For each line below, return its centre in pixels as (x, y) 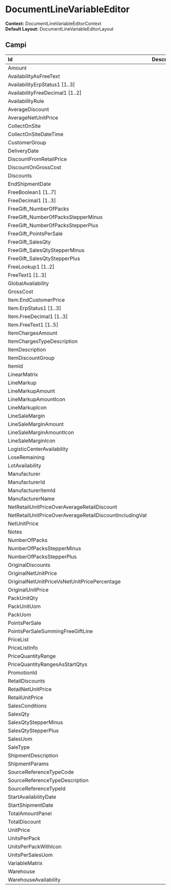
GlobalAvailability (28, 283)
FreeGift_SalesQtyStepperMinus (46, 250)
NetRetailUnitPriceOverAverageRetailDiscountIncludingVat (77, 515)
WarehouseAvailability (34, 879)
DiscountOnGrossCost (35, 167)
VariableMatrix (25, 863)
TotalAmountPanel (30, 813)
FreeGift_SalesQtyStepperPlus (44, 258)
